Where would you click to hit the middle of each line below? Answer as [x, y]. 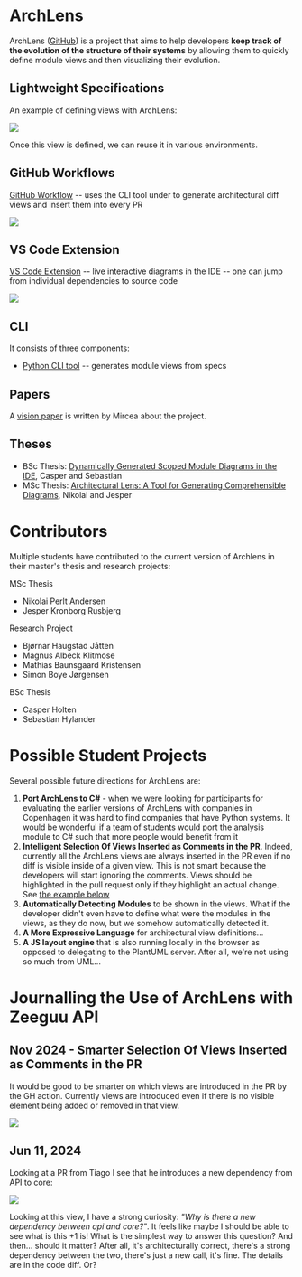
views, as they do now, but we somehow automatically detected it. [146, 923]
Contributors [59, 531]
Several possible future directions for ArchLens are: [105, 780]
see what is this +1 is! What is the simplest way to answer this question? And [151, 1235]
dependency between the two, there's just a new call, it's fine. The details [146, 1255]
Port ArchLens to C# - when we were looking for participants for [143, 798]
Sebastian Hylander [59, 718]
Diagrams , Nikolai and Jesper [77, 494]
